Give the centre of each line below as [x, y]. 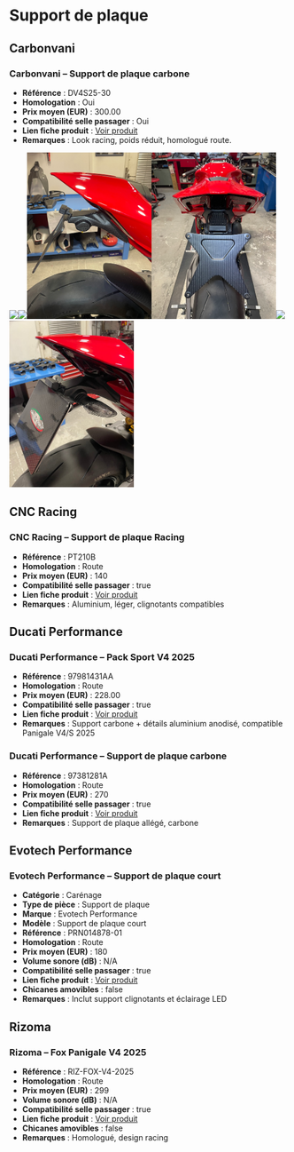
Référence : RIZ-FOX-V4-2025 [78, 1071]
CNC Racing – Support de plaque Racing [97, 537]
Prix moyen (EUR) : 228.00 [71, 695]
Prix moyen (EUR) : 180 [65, 952]
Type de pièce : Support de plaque [86, 905]
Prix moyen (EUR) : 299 [65, 1090]
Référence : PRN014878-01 [72, 933]
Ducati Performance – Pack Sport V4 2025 [102, 656]
